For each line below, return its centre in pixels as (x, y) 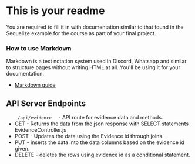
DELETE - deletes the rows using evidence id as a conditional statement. (102, 155)
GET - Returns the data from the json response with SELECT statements (102, 124)
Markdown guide (35, 85)
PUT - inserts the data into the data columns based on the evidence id (100, 142)
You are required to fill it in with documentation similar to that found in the (95, 27)
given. (22, 149)
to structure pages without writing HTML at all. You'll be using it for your (93, 67)
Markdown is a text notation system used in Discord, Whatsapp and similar (96, 61)
